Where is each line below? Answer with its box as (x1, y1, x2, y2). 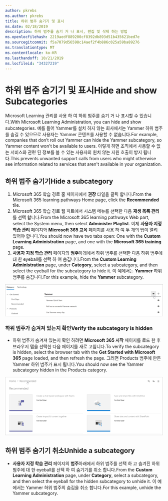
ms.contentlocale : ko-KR (5, 50, 57, 55)
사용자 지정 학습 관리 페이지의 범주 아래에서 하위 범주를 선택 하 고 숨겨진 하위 (12, 460, 160, 466)
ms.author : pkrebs (5, 13, 43, 19)
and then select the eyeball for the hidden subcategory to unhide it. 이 (12, 478, 156, 484)
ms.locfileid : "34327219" (5, 61, 59, 66)
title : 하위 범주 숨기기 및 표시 (5, 19, 64, 24)
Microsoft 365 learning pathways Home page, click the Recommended (12, 197, 159, 203)
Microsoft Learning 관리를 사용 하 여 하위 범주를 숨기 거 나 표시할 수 (5, 113, 138, 119)
